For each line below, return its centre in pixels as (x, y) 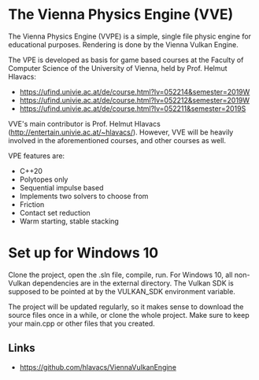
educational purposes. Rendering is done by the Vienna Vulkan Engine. (123, 44)
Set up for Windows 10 (83, 253)
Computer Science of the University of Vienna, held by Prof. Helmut (118, 68)
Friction (32, 204)
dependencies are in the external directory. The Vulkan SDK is (133, 283)
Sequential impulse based (61, 187)
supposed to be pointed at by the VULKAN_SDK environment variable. (122, 291)
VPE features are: (37, 156)
